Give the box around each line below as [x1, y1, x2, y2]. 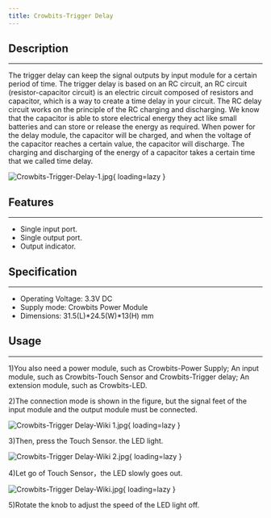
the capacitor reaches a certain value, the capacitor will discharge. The [8, 139, 245, 149]
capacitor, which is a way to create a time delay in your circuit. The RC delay [8, 96, 262, 106]
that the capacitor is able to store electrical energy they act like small [8, 114, 237, 123]
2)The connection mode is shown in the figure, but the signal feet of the [8, 396, 248, 406]
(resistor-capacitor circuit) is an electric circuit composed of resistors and [8, 88, 254, 98]
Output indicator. [19, 241, 77, 251]
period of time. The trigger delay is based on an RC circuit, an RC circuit [8, 79, 248, 89]
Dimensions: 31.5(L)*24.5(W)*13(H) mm [19, 311, 154, 321]
